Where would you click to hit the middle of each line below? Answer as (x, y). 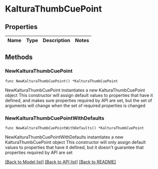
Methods (19, 57)
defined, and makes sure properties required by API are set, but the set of (79, 100)
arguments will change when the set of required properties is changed (75, 106)
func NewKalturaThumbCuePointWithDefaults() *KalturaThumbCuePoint (75, 128)
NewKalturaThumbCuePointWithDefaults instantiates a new (64, 137)
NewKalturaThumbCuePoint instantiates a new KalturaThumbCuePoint (75, 90)
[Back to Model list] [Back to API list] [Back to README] (61, 162)
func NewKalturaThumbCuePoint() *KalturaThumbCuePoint (62, 81)
